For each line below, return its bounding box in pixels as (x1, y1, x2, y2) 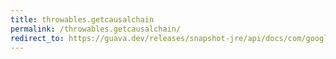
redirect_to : (10, 33, 65, 43)
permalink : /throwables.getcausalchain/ (10, 24, 182, 34)
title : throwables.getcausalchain (10, 14, 155, 25)
